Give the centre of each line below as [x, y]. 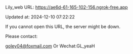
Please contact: [21, 36]
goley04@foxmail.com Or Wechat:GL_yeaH [50, 46]
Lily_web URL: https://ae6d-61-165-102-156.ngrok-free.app [66, 7]
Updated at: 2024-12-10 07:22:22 [40, 17]
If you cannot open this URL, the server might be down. [63, 26]
